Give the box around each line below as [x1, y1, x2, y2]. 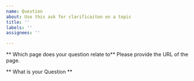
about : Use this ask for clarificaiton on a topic [6, 14, 132, 20]
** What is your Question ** [6, 68, 73, 75]
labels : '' [6, 24, 33, 31]
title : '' [6, 19, 30, 25]
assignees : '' [6, 30, 41, 36]
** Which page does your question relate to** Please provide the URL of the [6, 51, 189, 58]
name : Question [6, 8, 43, 14]
